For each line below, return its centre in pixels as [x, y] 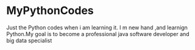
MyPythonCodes [50, 11]
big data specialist [29, 40]
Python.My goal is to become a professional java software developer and [98, 34]
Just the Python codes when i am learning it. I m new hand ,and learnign [97, 27]
